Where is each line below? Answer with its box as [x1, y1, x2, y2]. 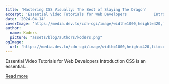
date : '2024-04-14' [5, 16, 46, 21]
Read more [5, 73, 28, 79]
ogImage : [5, 40, 24, 45]
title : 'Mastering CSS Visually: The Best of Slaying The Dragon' [5, 7, 147, 12]
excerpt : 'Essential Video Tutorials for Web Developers [5, 12, 127, 17]
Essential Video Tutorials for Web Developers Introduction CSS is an [5, 58, 146, 64]
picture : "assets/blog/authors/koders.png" [10, 35, 102, 40]
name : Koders [10, 30, 37, 35]
